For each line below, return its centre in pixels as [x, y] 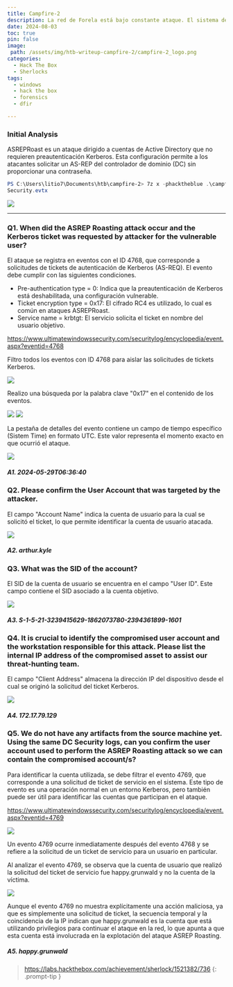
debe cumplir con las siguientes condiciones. [72, 275]
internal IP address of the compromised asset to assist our [107, 655]
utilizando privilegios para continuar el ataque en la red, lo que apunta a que [116, 928]
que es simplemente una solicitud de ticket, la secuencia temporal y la [107, 913]
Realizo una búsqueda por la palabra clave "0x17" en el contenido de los [110, 393]
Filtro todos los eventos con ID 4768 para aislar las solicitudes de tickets [111, 360]
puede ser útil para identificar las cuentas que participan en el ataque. [107, 797]
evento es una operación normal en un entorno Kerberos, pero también [109, 789]
